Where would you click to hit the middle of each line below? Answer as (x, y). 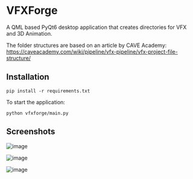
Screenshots (31, 132)
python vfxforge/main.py (37, 113)
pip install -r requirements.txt (48, 91)
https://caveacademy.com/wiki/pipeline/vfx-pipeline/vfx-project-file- (92, 51)
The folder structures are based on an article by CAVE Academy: (87, 45)
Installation (28, 77)
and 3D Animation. (29, 33)
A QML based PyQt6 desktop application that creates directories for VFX (96, 27)
